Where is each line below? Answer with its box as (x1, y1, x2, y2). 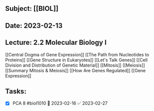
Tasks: (5, 87, 26, 96)
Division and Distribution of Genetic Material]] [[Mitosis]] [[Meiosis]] (5, 62, 145, 68)
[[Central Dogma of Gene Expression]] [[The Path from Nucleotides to (5, 51, 149, 57)
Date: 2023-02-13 (5, 21, 63, 30)
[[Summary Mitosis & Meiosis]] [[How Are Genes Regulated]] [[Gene (5, 67, 146, 73)
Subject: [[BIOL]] (5, 4, 58, 13)
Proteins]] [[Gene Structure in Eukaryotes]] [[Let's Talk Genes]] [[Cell (5, 57, 148, 63)
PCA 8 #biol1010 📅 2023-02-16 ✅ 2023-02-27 (12, 100, 108, 107)
